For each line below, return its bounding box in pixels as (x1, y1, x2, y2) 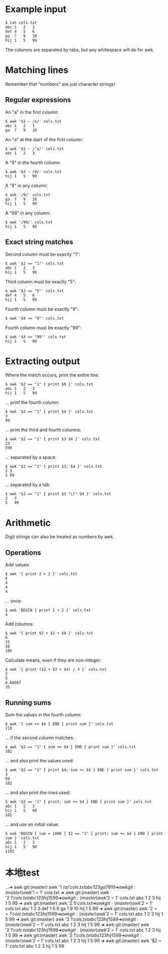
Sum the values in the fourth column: (5, 712, 82, 718)
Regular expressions (5, 96, 71, 104)
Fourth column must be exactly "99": (5, 324, 81, 331)
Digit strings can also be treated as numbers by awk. (5, 533, 115, 540)
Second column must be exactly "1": (5, 251, 80, 257)
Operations (5, 548, 41, 557)
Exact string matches (5, 238, 73, 247)
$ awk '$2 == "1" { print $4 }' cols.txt (5, 409, 94, 414)
